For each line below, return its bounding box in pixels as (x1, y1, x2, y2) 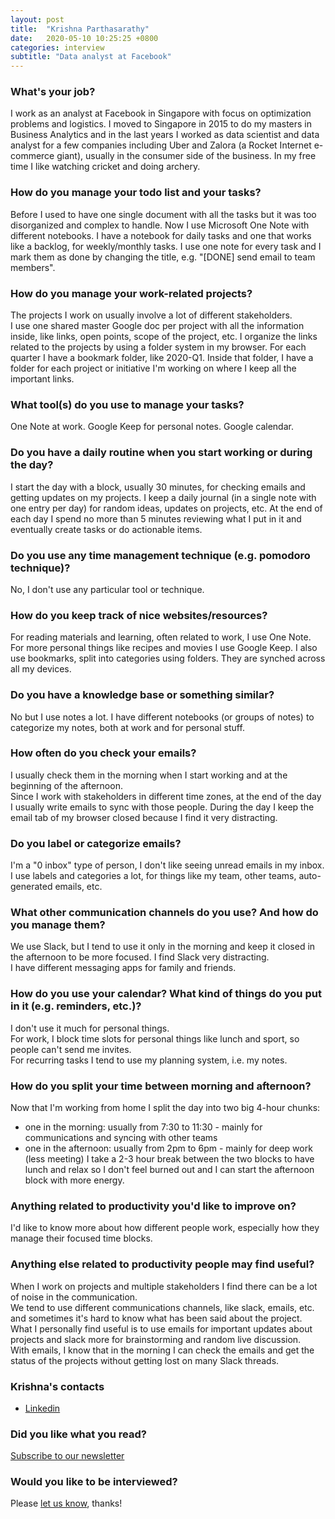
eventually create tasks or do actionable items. (10, 523, 203, 535)
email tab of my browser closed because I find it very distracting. (10, 811, 278, 823)
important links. (10, 373, 75, 385)
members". (10, 261, 56, 273)
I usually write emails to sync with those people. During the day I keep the (10, 801, 315, 813)
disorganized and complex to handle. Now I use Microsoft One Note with (10, 219, 310, 231)
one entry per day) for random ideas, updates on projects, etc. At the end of (10, 502, 323, 514)
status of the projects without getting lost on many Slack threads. (10, 1354, 280, 1366)
